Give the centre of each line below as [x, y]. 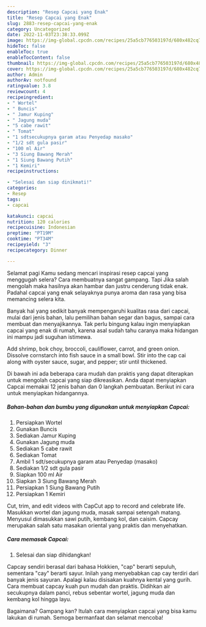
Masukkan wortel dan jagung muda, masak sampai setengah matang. [94, 512]
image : [15, 40]
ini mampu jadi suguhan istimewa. [50, 336]
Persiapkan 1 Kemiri [41, 494]
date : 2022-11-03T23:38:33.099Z [48, 35]
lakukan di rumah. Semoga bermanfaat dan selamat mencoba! [85, 617]
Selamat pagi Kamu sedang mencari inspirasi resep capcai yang [88, 273]
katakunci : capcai [30, 216]
